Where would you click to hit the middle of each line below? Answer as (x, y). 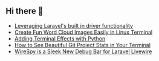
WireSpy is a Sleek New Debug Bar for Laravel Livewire (83, 51)
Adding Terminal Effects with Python (60, 38)
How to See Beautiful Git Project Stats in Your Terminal (82, 45)
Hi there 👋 (24, 11)
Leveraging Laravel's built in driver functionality (74, 25)
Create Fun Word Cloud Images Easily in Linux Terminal (83, 32)
